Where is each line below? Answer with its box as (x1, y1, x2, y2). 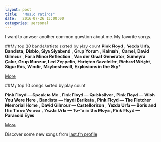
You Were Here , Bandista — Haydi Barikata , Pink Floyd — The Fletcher (5, 97, 151, 103)
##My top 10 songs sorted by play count (5, 83, 86, 89)
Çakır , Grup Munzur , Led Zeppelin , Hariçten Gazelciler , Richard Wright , (5, 59, 152, 64)
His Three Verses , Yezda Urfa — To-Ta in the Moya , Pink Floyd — (5, 108, 140, 113)
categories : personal (5, 20, 49, 26)
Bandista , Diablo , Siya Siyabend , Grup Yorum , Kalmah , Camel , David (5, 48, 149, 54)
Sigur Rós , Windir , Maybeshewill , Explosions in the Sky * (5, 64, 121, 70)
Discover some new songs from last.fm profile (5, 131, 97, 137)
